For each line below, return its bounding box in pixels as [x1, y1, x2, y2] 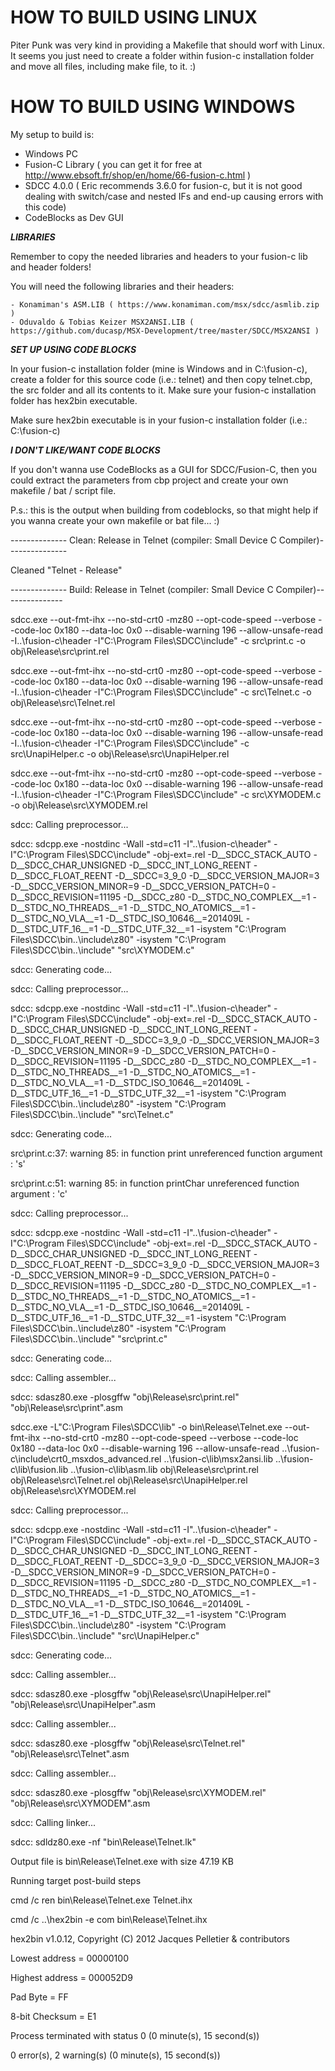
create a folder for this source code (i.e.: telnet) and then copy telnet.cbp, [10, 373, 313, 385]
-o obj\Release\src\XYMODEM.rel [10, 799, 148, 811]
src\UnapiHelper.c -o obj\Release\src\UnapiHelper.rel [10, 747, 230, 760]
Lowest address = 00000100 [10, 1952, 129, 1964]
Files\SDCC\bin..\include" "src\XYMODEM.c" [10, 944, 195, 956]
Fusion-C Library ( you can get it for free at [24, 158, 203, 170]
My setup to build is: [10, 128, 95, 140]
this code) [24, 201, 67, 213]
